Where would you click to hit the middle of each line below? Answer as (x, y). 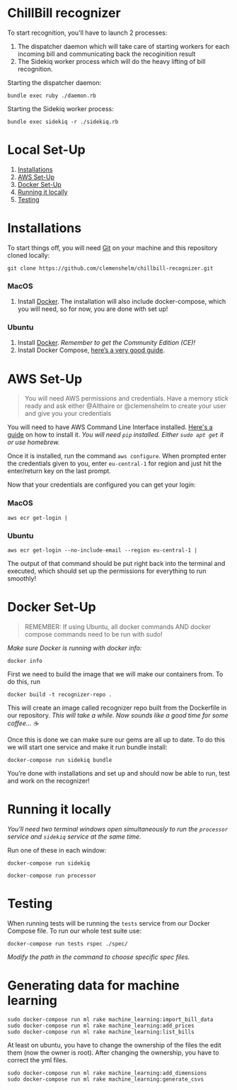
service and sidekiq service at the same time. (74, 836)
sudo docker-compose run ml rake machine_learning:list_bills (101, 1032)
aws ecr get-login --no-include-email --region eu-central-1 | (103, 550)
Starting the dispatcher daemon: (54, 82)
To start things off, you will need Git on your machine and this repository (112, 248)
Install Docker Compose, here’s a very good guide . (91, 350)
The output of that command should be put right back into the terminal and (116, 563)
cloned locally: (29, 255)
